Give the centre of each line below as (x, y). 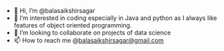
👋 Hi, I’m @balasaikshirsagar (54, 11)
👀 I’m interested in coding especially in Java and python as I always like (115, 18)
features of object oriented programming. (73, 25)
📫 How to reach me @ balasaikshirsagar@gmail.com (88, 40)
